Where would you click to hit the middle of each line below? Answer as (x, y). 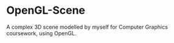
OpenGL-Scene (46, 10)
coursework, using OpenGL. (41, 33)
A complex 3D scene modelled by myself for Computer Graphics (87, 27)
